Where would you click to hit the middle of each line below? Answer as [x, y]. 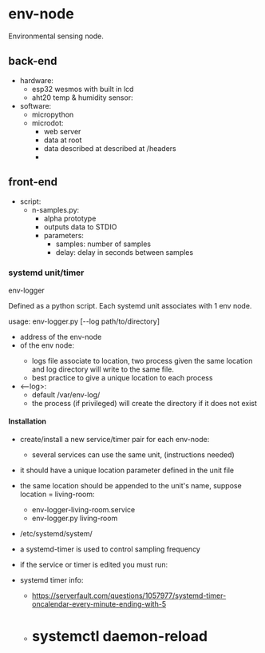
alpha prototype [70, 218]
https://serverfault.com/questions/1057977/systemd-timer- [129, 595]
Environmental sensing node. [56, 36]
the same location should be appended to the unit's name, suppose [131, 486]
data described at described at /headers [110, 148]
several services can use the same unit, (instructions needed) [133, 455]
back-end [33, 61]
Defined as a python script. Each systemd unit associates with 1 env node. [130, 305]
